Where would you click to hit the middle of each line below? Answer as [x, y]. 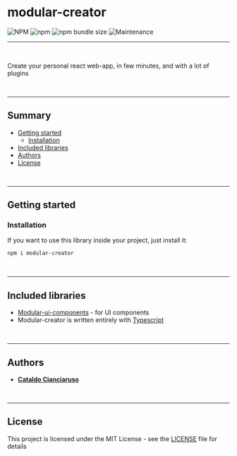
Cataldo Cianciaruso [48, 379]
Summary [29, 116]
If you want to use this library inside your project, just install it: [97, 240]
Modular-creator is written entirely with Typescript [91, 320]
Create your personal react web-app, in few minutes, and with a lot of [108, 66]
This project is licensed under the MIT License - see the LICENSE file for [112, 438]
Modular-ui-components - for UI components [83, 313]
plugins [18, 73]
